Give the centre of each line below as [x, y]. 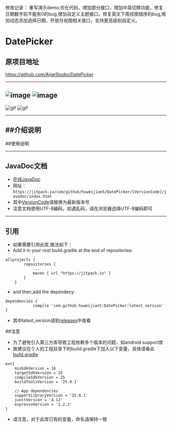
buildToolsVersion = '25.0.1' [47, 382]
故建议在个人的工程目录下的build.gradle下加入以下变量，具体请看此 [83, 349]
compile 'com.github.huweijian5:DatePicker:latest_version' [98, 306]
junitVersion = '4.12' [39, 400]
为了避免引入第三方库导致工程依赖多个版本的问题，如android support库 [88, 342]
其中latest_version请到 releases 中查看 [52, 321]
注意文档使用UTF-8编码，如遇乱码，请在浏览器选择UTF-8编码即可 [82, 209]
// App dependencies [36, 391]
